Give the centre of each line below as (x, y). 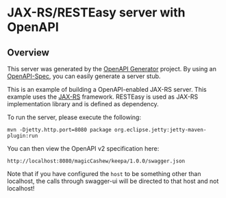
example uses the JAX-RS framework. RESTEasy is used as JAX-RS (103, 97)
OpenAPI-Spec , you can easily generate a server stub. (84, 76)
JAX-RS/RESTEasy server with (96, 13)
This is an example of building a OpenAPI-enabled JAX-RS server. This (107, 89)
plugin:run (23, 136)
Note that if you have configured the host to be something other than (104, 174)
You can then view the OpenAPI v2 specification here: (83, 148)
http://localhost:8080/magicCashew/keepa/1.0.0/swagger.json (96, 161)
